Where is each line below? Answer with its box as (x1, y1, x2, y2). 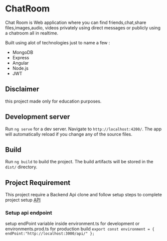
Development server (5, 113, 70, 121)
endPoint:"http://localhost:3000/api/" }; (5, 231, 95, 237)
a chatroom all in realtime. (5, 30, 58, 36)
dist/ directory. (5, 164, 37, 170)
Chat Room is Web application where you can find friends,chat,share (5, 19, 147, 25)
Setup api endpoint (5, 210, 52, 217)
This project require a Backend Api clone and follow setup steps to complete (5, 192, 162, 198)
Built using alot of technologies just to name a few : (5, 39, 111, 45)
